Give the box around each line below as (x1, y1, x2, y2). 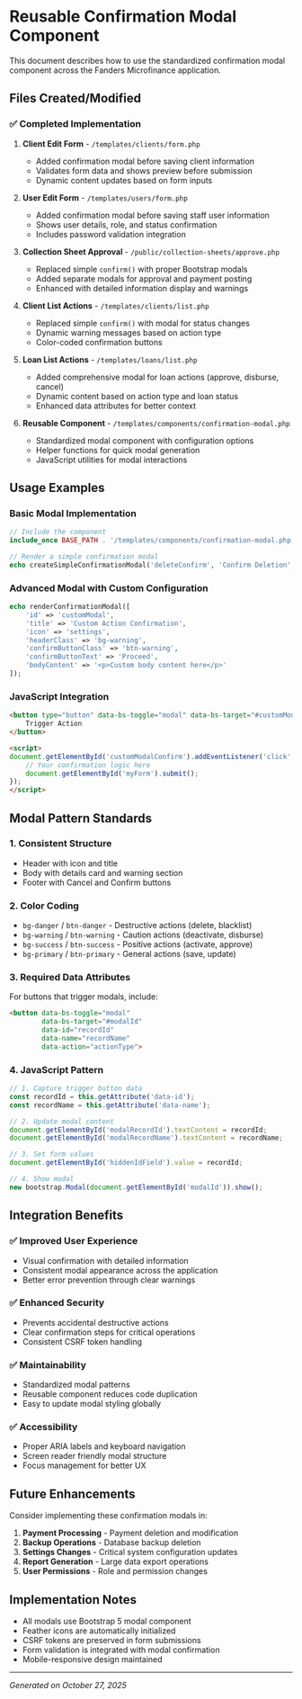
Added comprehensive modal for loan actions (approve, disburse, (35, 371, 280, 382)
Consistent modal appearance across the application (22, 1265, 218, 1275)
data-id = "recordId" (41, 1025, 115, 1035)
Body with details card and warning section (22, 867, 183, 878)
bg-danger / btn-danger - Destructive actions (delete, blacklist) (22, 920, 253, 931)
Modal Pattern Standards (9, 810, 153, 826)
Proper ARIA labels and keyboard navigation (22, 1441, 186, 1452)
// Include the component (9, 528, 106, 537)
